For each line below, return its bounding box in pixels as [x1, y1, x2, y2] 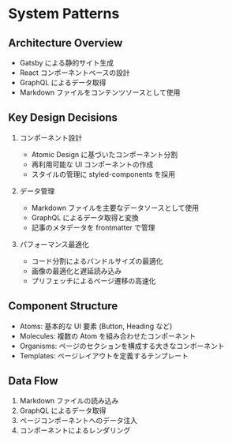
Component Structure [8, 299, 118, 313]
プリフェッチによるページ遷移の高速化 [31, 275, 156, 285]
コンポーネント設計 [19, 133, 83, 142]
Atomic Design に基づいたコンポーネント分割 [31, 149, 178, 159]
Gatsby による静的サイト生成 [19, 58, 114, 67]
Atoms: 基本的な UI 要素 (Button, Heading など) [19, 321, 173, 331]
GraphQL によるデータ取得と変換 [31, 212, 140, 222]
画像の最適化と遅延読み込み [31, 266, 122, 275]
